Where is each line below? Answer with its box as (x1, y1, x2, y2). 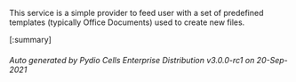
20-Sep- (256, 54, 288, 65)
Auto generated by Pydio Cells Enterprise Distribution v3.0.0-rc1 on (9, 54, 255, 65)
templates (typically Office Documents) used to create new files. (9, 17, 245, 28)
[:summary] (9, 35, 52, 45)
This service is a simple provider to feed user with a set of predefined (9, 8, 264, 18)
